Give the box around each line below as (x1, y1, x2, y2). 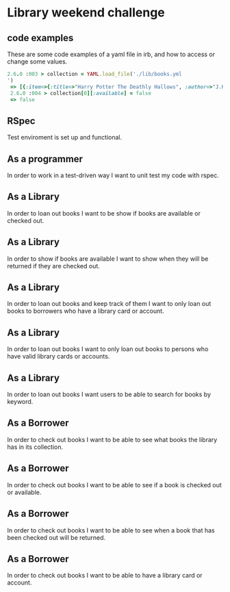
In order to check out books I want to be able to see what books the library (7, 435, 218, 443)
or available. (7, 488, 42, 496)
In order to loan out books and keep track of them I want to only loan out (7, 300, 212, 308)
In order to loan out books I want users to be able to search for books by (7, 390, 211, 398)
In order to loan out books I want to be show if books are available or (7, 209, 201, 217)
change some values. (7, 57, 68, 66)
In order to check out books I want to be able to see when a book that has (7, 526, 215, 535)
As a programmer (7, 153, 84, 165)
